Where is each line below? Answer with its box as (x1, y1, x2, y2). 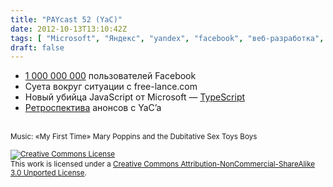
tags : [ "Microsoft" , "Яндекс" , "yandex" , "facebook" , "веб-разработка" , (10, 33, 325, 43)
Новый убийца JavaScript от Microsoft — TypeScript (24, 91, 246, 103)
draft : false (10, 42, 65, 53)
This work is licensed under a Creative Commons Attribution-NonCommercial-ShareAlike (10, 159, 316, 170)
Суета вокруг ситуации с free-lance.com (24, 81, 198, 93)
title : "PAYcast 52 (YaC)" (10, 14, 123, 25)
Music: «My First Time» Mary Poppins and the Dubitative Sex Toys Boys (10, 132, 258, 142)
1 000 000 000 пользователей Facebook (24, 70, 197, 82)
